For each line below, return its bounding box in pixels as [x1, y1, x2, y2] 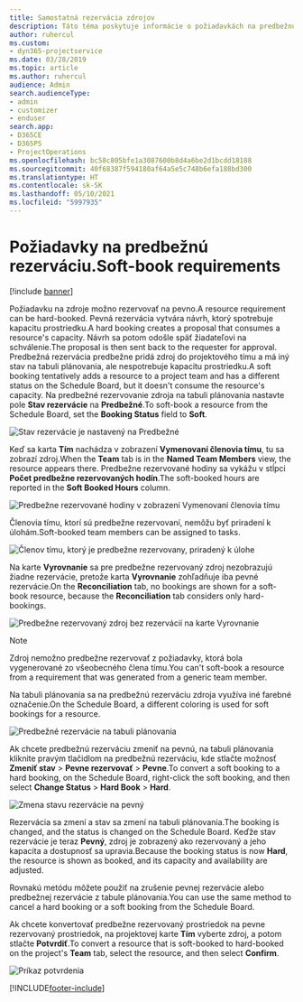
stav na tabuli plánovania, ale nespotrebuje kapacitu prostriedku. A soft [9, 360, 271, 371]
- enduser [9, 114, 47, 123]
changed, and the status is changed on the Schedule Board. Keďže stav [9, 826, 277, 837]
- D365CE [9, 131, 42, 140]
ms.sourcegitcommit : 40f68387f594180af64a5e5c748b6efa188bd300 [9, 164, 252, 173]
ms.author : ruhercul [9, 72, 87, 81]
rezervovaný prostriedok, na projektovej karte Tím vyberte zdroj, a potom [9, 928, 282, 939]
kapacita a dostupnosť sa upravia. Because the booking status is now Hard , [9, 845, 289, 856]
